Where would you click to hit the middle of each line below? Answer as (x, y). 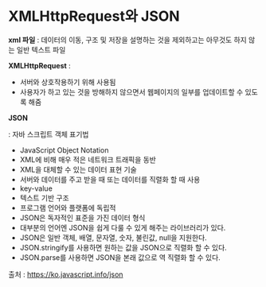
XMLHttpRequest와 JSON (94, 16)
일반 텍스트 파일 (41, 49)
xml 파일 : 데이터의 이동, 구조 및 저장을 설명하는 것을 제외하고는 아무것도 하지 (127, 40)
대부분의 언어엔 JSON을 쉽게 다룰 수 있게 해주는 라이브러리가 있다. (123, 227)
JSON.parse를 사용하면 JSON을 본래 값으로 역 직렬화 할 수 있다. (120, 257)
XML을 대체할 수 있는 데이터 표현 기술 (78, 169)
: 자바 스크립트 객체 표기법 (49, 134)
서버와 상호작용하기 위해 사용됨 (68, 82)
